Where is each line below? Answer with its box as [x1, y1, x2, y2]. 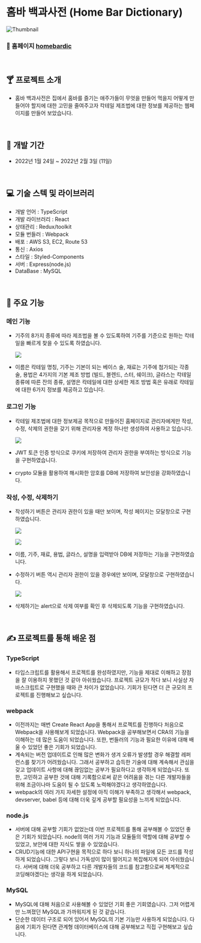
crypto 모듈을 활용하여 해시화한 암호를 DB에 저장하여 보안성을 [14, 469, 160, 476]
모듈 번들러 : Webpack [14, 230, 69, 238]
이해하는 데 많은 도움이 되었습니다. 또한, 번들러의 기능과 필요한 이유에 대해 [14, 736, 188, 743]
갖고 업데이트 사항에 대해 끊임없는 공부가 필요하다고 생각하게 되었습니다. [14, 766, 184, 773]
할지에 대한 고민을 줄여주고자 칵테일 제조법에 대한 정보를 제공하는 [31, 102, 184, 109]
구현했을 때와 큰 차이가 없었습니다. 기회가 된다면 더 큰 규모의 [46, 684, 187, 691]
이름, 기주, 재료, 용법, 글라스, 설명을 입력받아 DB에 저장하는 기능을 [14, 550, 169, 558]
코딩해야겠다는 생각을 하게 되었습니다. [14, 871, 104, 878]
